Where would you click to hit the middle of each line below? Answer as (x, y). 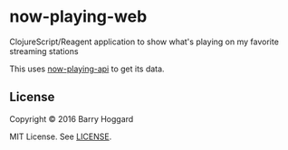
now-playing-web (78, 17)
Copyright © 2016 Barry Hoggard (72, 118)
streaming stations (44, 51)
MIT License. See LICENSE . (61, 136)
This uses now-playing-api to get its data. (87, 69)
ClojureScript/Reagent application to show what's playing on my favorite (144, 42)
